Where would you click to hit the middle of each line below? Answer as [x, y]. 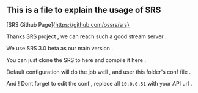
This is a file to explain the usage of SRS [84, 10]
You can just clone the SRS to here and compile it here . [76, 60]
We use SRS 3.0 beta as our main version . [60, 48]
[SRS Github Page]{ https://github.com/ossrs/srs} [68, 24]
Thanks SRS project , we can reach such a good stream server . [86, 36]
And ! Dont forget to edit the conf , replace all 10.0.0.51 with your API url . [99, 83]
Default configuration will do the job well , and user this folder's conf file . [99, 72]
